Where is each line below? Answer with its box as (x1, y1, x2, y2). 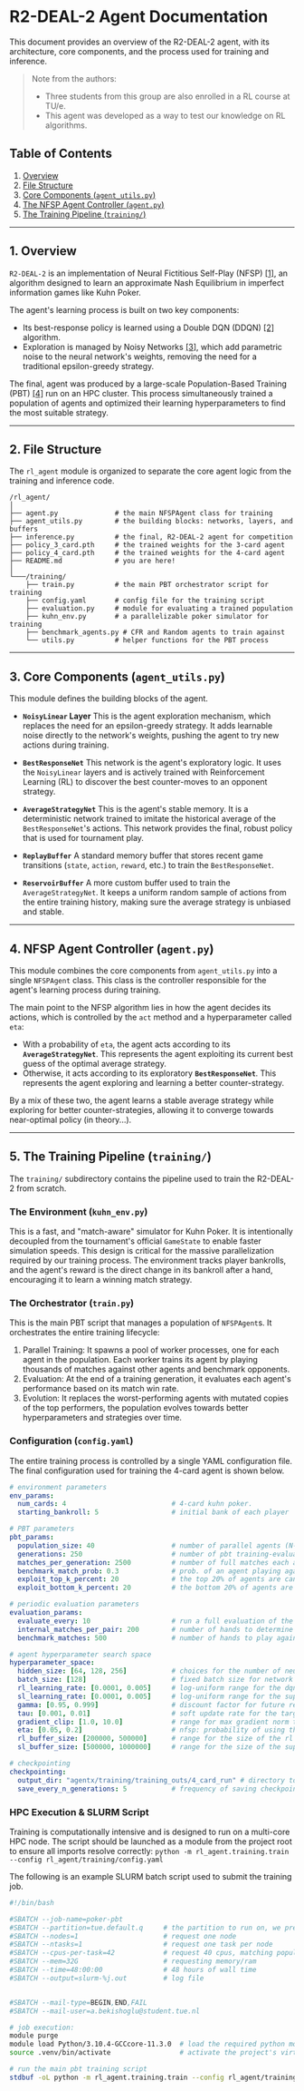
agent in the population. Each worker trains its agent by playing (22, 1354, 258, 1365)
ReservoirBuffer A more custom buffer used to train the (22, 877, 231, 888)
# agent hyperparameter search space (9, 1649, 152, 1659)
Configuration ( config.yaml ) (9, 1435, 134, 1448)
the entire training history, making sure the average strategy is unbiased (22, 896, 291, 908)
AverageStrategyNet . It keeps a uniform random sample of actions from (22, 887, 287, 898)
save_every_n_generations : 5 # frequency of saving (17, 1784, 257, 1793)
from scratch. (16, 1182, 67, 1194)
